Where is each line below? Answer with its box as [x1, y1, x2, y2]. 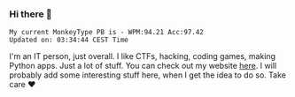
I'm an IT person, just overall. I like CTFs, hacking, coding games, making [9, 51, 276, 62]
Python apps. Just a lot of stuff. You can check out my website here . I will [9, 61, 277, 71]
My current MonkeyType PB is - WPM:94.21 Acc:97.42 [9, 28, 204, 37]
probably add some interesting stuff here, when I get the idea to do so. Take [9, 70, 286, 80]
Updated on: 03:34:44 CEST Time [9, 35, 128, 45]
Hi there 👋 [9, 8, 53, 20]
